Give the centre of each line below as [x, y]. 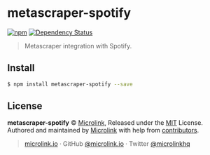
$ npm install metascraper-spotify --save [70, 84]
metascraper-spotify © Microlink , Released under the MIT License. [105, 123]
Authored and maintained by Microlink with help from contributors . [103, 130]
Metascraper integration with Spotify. [78, 46]
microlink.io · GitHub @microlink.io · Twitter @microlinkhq [107, 144]
